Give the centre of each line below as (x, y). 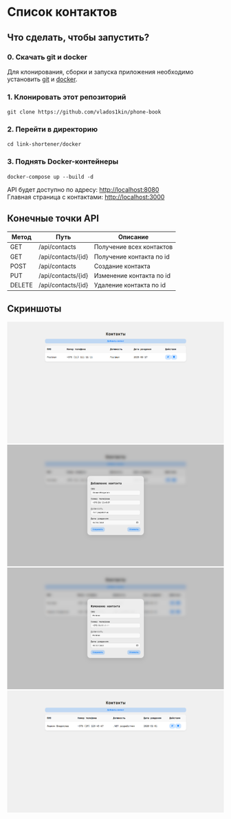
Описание (133, 237)
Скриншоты (34, 309)
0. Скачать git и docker (47, 57)
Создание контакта (122, 266)
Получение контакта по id (132, 256)
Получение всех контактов (133, 247)
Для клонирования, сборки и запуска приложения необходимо (100, 72)
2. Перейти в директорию (53, 129)
